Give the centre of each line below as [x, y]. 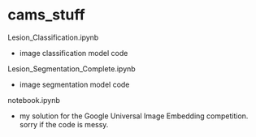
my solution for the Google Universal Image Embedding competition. [134, 116]
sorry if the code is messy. [64, 124]
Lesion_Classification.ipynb [53, 37]
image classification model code [74, 53]
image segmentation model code [74, 84]
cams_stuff [47, 15]
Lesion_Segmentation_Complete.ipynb [72, 68]
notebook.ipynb [34, 100]
